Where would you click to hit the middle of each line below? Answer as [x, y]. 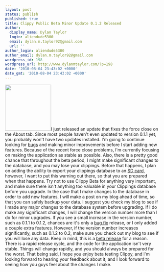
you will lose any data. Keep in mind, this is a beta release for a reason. [77, 238]
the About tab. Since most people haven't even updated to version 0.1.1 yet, [81, 134]
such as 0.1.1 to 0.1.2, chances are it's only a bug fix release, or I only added [81, 223]
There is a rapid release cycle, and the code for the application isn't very [78, 244]
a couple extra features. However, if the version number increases [72, 228]
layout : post [18, 10]
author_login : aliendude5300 [35, 50]
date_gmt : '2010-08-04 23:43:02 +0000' [46, 74]
